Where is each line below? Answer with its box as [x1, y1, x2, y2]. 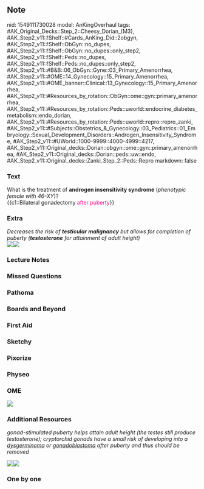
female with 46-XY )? [7, 192, 59, 200]
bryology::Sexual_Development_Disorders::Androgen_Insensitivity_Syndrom [7, 131, 197, 138]
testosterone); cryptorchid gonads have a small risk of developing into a [7, 435, 188, 443]
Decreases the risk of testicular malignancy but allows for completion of [7, 228, 191, 235]
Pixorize [7, 353, 32, 362]
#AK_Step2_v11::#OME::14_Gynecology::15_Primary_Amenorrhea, [7, 72, 169, 80]
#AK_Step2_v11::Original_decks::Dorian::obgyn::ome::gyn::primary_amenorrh [7, 144, 198, 151]
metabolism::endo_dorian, [7, 111, 72, 119]
